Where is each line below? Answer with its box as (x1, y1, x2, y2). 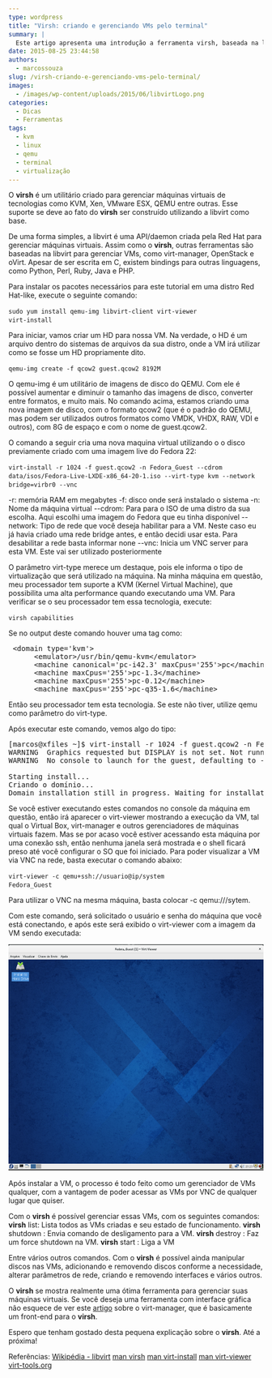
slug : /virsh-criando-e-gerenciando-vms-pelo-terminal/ (8, 73, 201, 81)
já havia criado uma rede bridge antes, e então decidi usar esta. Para (8, 529, 238, 539)
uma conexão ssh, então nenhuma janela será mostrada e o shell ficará (8, 838, 246, 848)
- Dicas (15, 107, 42, 115)
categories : (8, 98, 49, 107)
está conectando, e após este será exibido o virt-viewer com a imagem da (8, 920, 257, 930)
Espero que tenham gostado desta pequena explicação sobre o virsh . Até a (8, 1328, 261, 1337)
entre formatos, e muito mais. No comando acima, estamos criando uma (8, 396, 249, 406)
